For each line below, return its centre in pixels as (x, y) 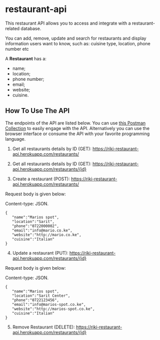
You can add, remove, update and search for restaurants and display (76, 38)
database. (31, 28)
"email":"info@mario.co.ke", (42, 230)
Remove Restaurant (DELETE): (43, 327)
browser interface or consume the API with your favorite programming (77, 134)
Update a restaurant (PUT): (40, 253)
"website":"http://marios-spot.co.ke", (53, 309)
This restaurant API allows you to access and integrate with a (68, 23)
